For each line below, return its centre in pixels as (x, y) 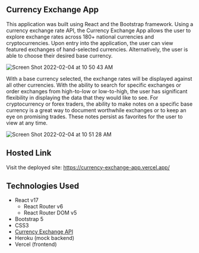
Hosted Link (29, 153)
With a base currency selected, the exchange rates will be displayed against (99, 78)
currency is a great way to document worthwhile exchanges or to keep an (96, 110)
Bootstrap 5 (29, 219)
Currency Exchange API (44, 232)
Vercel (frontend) (36, 244)
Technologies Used (42, 186)
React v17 (26, 200)
